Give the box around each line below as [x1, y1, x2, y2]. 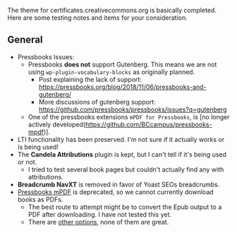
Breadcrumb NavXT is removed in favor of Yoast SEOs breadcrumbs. [17, 180, 220, 189]
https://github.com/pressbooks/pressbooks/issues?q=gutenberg [38, 105, 227, 114]
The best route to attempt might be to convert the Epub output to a [28, 203, 222, 211]
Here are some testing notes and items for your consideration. [7, 13, 188, 22]
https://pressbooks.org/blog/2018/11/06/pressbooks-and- [38, 83, 207, 91]
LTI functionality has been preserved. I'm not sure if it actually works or [17, 135, 225, 143]
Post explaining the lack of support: [38, 75, 142, 83]
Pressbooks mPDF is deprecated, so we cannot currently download [17, 187, 214, 196]
